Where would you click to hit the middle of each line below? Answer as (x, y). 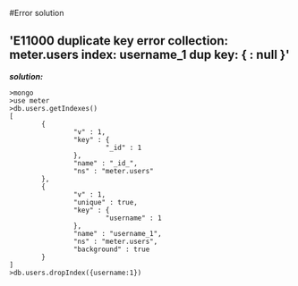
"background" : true (111, 249)
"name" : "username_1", (118, 233)
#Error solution (37, 13)
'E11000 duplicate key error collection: (119, 41)
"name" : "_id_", (106, 163)
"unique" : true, (106, 202)
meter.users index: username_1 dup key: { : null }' (149, 55)
